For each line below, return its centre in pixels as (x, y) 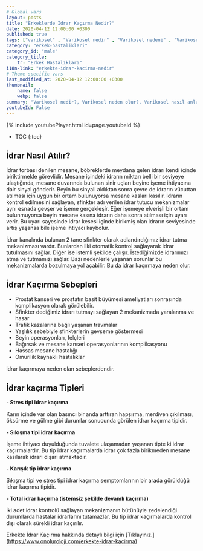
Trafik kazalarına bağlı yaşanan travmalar (66, 325)
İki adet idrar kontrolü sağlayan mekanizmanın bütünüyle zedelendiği (92, 510)
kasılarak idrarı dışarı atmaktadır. (47, 457)
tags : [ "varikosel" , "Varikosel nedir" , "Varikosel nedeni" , (89, 40)
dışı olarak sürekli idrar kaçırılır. (45, 523)
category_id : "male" (32, 51)
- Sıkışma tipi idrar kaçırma (41, 432)
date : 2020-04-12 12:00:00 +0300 (48, 29)
